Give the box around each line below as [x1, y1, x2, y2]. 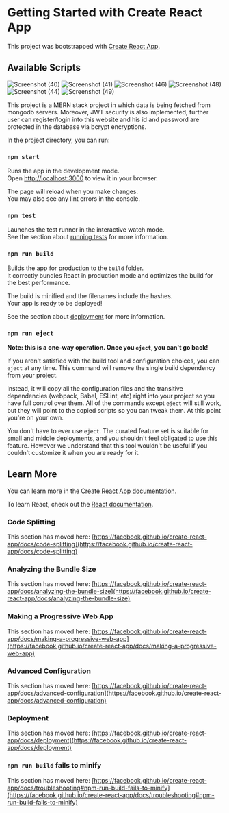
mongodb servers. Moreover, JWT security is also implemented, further [7, 108, 209, 116]
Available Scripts [7, 62, 81, 73]
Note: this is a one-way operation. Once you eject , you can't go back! [7, 343, 208, 351]
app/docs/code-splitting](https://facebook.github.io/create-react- [7, 540, 193, 548]
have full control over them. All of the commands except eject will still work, [7, 399, 221, 407]
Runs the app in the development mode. [7, 167, 120, 175]
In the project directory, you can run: [7, 136, 110, 144]
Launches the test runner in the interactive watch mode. [7, 226, 165, 234]
